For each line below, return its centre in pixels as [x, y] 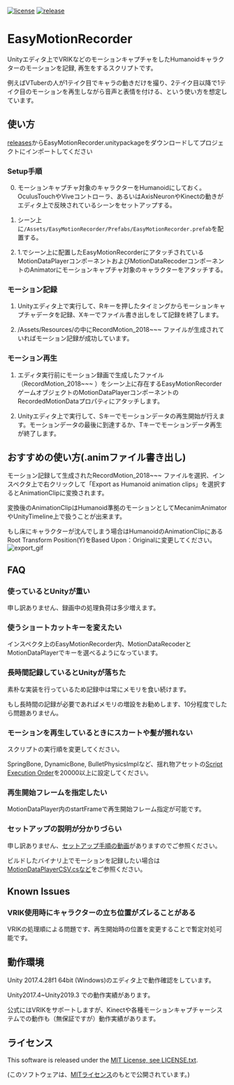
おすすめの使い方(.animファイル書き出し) [97, 458]
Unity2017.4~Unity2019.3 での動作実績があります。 [81, 995]
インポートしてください [59, 151]
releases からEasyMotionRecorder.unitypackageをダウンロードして [103, 143]
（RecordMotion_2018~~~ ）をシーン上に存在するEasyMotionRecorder [119, 384]
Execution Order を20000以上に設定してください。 [80, 773]
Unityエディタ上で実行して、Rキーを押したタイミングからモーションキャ [121, 306]
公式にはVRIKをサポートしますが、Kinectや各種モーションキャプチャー [109, 1010]
